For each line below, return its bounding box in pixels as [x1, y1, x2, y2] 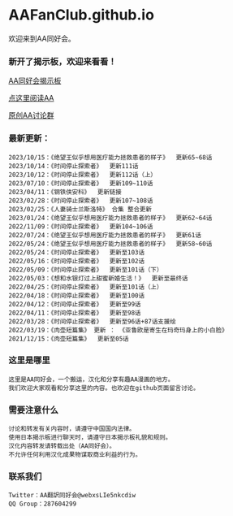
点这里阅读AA [8, 93, 54, 103]
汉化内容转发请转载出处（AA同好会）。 [8, 442, 116, 450]
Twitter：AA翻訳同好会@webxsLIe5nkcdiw [8, 492, 136, 500]
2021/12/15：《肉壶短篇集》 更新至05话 [8, 335, 129, 343]
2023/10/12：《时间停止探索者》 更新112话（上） [8, 171, 157, 179]
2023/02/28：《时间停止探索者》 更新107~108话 [8, 197, 153, 205]
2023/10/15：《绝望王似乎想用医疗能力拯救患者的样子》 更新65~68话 [8, 153, 213, 162]
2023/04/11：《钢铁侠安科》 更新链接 [8, 188, 122, 196]
